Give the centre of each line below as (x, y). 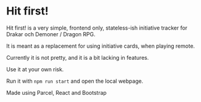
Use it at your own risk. (35, 69)
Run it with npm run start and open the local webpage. (75, 81)
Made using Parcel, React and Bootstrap (57, 92)
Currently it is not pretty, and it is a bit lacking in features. (78, 57)
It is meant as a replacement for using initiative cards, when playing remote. (100, 46)
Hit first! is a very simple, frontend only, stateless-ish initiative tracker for (97, 28)
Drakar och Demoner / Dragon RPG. (51, 34)
